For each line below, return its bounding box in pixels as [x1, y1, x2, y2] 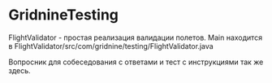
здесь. [8, 65, 31, 75]
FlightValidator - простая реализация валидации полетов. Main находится [8, 33, 262, 42]
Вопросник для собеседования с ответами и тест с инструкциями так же [8, 57, 264, 67]
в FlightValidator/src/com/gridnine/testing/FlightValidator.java [8, 41, 214, 50]
